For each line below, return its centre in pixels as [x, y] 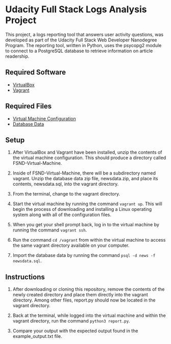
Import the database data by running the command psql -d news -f [84, 255]
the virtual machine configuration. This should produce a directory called [89, 158]
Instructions [25, 277]
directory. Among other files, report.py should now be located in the [84, 300]
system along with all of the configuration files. [62, 215]
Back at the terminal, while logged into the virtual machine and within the [89, 315]
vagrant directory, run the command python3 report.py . [71, 321]
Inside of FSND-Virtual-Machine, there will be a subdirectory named [84, 173]
